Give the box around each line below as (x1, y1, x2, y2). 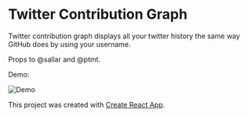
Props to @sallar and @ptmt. (8, 55, 100, 64)
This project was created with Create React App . (8, 100, 166, 109)
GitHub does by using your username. (8, 39, 131, 48)
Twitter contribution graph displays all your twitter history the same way (8, 31, 241, 41)
